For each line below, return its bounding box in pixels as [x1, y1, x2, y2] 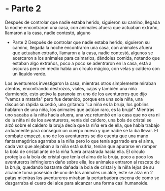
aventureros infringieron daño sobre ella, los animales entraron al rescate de [5, 159, 160, 165]
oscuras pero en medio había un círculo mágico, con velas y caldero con [12, 65, 160, 72]
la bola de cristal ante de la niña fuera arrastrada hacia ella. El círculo [5, 149, 145, 154]
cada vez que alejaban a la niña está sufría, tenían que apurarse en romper [5, 143, 157, 149]
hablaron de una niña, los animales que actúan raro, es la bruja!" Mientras [5, 107, 155, 113]
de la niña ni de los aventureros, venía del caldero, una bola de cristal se [5, 117, 152, 123]
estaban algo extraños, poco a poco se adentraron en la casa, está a [12, 60, 152, 66]
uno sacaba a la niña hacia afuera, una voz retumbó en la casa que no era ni [5, 112, 160, 117]
